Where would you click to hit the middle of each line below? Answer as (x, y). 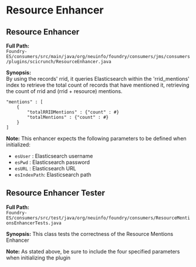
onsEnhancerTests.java (34, 223)
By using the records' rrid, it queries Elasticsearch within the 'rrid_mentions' (98, 79)
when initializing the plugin (38, 258)
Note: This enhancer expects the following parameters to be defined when (96, 138)
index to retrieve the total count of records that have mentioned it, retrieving (98, 85)
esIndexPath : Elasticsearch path (53, 174)
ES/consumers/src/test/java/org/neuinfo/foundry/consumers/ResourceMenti (98, 218)
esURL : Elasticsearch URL (45, 168)
